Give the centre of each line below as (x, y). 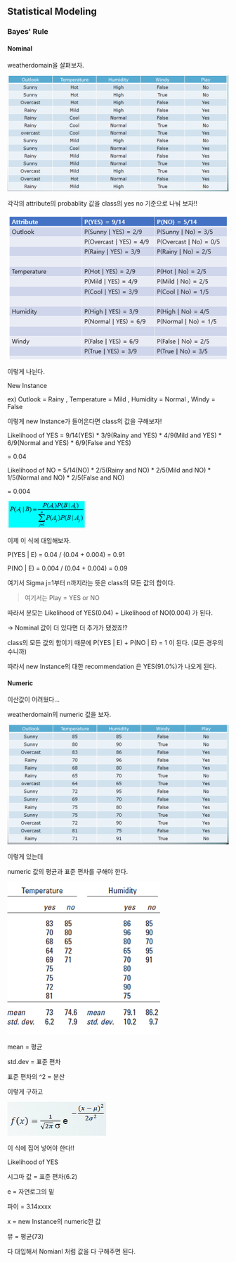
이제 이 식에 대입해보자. (39, 541)
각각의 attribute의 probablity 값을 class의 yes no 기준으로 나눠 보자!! (103, 204)
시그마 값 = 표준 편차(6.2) (42, 1176)
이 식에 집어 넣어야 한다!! (41, 1148)
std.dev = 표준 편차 (34, 1061)
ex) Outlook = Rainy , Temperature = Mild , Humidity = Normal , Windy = (111, 399)
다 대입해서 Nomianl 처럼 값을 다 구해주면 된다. (71, 1251)
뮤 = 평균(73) (26, 1236)
